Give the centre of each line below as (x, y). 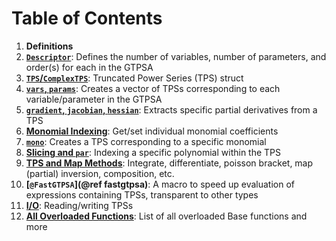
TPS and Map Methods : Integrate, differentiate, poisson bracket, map (169, 163)
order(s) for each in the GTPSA (89, 67)
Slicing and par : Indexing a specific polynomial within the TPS (153, 152)
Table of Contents (87, 18)
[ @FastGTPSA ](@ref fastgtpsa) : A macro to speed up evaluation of (160, 184)
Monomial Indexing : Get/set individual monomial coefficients (152, 131)
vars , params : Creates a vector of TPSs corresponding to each (153, 88)
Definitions (49, 46)
